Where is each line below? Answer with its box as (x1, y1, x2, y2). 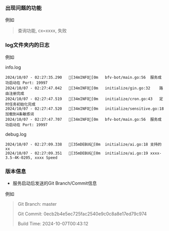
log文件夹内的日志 (5, 41, 50, 49)
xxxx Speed (34, 155, 58, 160)
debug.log (5, 131, 27, 137)
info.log (5, 64, 21, 70)
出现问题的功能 (5, 4, 42, 11)
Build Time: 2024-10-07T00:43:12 (17, 220, 89, 226)
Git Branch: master (17, 201, 57, 207)
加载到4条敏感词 (5, 111, 34, 117)
